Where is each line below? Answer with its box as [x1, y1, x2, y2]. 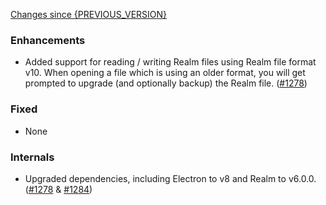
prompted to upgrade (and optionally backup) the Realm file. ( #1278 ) [24, 77, 308, 89]
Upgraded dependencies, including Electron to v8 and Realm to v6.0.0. [24, 172, 317, 184]
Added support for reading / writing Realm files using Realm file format [24, 56, 317, 68]
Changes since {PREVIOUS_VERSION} [10, 9, 168, 20]
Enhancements [10, 33, 86, 47]
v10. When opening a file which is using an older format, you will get [24, 67, 306, 79]
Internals [10, 150, 55, 164]
